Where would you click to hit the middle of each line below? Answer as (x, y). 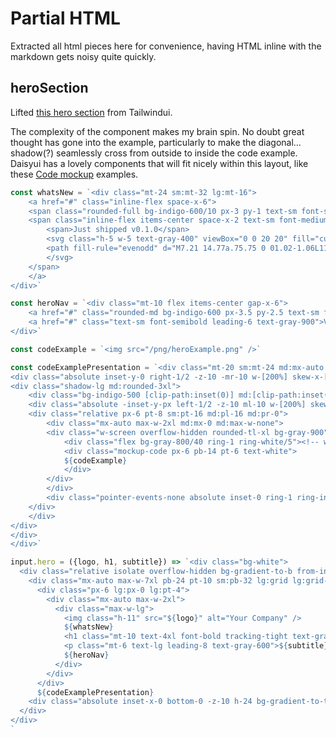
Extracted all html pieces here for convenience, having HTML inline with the (166, 46)
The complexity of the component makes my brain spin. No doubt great (157, 131)
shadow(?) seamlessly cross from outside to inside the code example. (154, 153)
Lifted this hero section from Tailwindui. (91, 112)
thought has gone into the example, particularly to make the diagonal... (156, 142)
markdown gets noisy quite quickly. (83, 56)
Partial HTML (65, 18)
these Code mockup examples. (74, 174)
